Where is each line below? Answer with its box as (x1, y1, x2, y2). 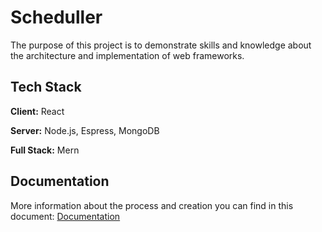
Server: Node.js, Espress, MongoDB (10, 124, 160, 136)
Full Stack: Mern (10, 144, 80, 156)
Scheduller (10, 6, 103, 29)
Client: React (10, 105, 65, 117)
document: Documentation (10, 210, 121, 222)
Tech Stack (10, 79, 82, 96)
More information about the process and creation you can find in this (10, 199, 294, 211)
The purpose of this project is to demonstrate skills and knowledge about (10, 39, 312, 51)
